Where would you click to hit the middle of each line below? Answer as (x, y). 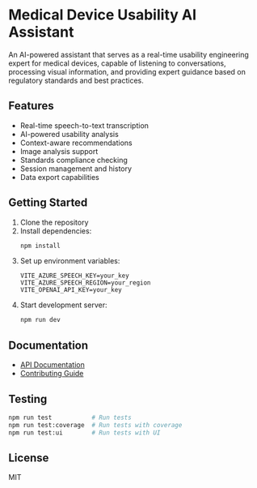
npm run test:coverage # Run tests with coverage (95, 425)
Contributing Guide (52, 374)
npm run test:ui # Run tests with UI (84, 432)
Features (31, 106)
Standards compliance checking (74, 160)
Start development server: (63, 305)
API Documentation (52, 365)
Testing (28, 399)
